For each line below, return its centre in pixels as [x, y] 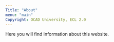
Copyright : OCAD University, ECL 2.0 [46, 19]
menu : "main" [19, 15]
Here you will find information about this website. [57, 34]
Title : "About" [22, 10]
